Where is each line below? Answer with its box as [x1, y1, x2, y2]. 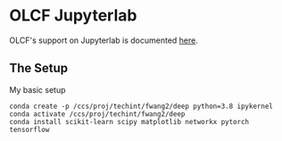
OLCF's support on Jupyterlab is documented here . [9, 35, 199, 46]
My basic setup [9, 84, 66, 95]
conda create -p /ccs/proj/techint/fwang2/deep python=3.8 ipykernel [9, 102, 274, 111]
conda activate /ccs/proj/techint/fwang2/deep [9, 109, 186, 119]
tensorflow [9, 125, 50, 134]
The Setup [9, 61, 69, 76]
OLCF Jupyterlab [9, 5, 137, 26]
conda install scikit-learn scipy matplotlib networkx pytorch [9, 117, 250, 126]
